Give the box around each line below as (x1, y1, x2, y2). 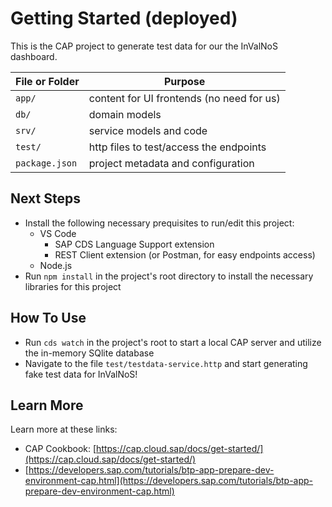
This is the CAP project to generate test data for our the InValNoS (10, 40, 278, 52)
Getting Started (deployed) (10, 7, 238, 30)
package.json (15, 157, 78, 169)
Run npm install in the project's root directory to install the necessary (24, 270, 314, 282)
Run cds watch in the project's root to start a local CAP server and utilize (24, 336, 322, 348)
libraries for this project (24, 280, 122, 292)
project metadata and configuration (88, 156, 255, 170)
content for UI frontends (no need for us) (88, 91, 281, 105)
